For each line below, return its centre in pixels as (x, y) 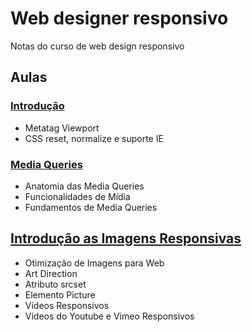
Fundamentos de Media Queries (91, 207)
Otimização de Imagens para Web (94, 263)
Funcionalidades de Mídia (77, 196)
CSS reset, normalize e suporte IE (94, 138)
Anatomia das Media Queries (84, 186)
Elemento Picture (60, 294)
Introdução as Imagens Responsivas (126, 238)
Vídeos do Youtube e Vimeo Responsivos (109, 316)
